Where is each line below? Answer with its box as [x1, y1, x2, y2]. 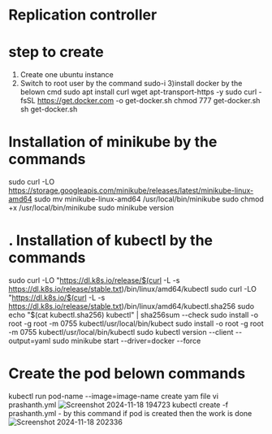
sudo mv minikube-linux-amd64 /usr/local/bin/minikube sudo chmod [33, 194, 264, 204]
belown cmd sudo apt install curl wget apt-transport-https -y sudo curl [19, 87, 257, 97]
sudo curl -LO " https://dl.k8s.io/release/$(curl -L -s [8, 276, 180, 285]
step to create [8, 43, 104, 62]
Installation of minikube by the [8, 132, 218, 151]
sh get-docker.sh [19, 104, 78, 115]
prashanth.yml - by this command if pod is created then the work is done [8, 408, 253, 418]
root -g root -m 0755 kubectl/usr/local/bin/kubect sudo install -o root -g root [8, 319, 264, 328]
